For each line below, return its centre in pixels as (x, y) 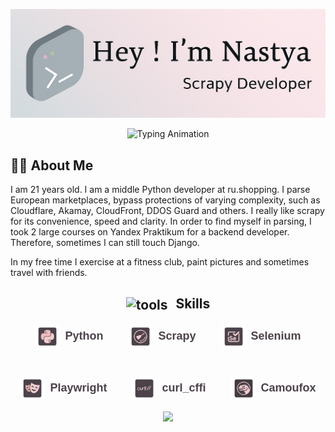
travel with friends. (49, 273)
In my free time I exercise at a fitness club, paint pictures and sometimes (160, 262)
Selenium (276, 336)
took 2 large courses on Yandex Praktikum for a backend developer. (150, 232)
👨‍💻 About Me (52, 165)
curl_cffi (184, 388)
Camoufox (288, 388)
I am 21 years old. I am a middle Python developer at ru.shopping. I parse (160, 190)
